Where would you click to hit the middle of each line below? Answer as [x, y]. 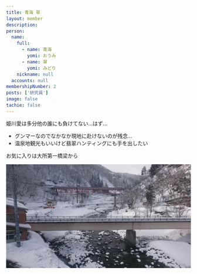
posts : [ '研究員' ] [27, 93]
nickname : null [35, 74]
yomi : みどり [42, 68]
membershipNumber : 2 [31, 87]
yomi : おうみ [42, 56]
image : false [22, 99]
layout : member [25, 18]
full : [23, 43]
